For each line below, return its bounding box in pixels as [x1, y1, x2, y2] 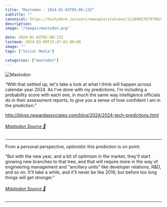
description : [5, 21, 32, 26]
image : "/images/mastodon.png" [5, 26, 70, 31]
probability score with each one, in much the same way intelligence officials [5, 92, 161, 98]
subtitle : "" [5, 12, 32, 17]
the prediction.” [5, 102, 37, 108]
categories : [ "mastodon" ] [5, 58, 59, 63]
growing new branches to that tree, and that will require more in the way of [5, 158, 158, 165]
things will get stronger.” [5, 174, 55, 180]
